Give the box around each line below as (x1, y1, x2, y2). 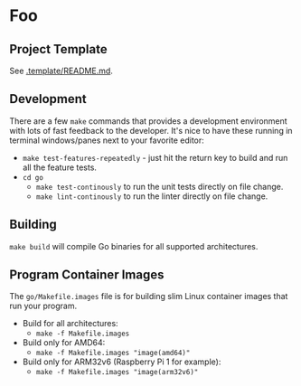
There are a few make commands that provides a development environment (9, 115, 287, 127)
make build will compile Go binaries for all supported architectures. (9, 240, 259, 251)
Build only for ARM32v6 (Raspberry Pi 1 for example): (22, 356, 221, 367)
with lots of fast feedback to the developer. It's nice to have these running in (9, 125, 293, 136)
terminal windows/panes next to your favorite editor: (9, 135, 205, 146)
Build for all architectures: (22, 318, 119, 329)
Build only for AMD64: (22, 337, 106, 348)
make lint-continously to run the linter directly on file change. (35, 191, 268, 202)
